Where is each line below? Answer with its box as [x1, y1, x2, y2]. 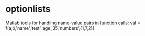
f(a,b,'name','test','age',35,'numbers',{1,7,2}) [5, 25, 95, 31]
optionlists [5, 3, 51, 15]
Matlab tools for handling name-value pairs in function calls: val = [5, 20, 141, 26]
